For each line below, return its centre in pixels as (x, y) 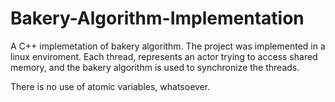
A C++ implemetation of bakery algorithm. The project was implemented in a (168, 46)
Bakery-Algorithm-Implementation (157, 18)
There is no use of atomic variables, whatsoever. (110, 86)
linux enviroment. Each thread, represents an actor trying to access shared (164, 56)
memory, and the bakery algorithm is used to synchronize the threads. (155, 67)
